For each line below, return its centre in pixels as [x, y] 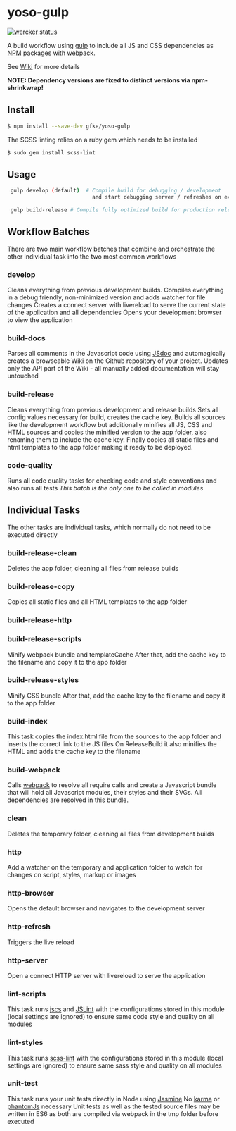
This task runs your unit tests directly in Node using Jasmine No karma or [113, 1099]
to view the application [40, 320]
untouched [23, 376]
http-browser [31, 893]
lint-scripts [27, 994]
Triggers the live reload [41, 942]
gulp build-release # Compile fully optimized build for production [113, 210]
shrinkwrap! [26, 87]
